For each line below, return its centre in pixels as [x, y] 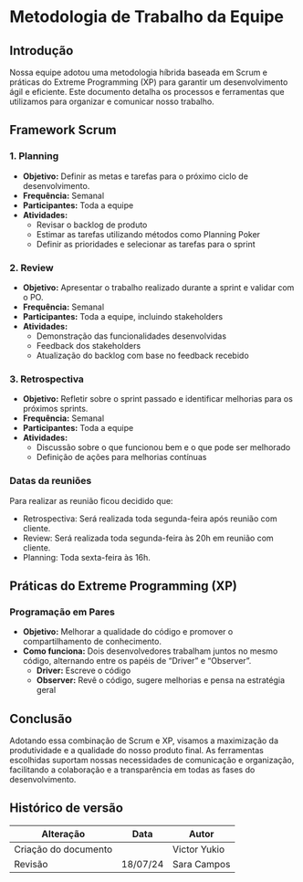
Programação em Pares [63, 612]
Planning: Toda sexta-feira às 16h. [86, 557]
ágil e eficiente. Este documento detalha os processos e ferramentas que [147, 92]
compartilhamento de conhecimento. [92, 642]
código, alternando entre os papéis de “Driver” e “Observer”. [137, 661]
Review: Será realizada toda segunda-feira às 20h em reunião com [148, 538]
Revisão [31, 864]
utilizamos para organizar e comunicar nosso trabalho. [112, 101]
